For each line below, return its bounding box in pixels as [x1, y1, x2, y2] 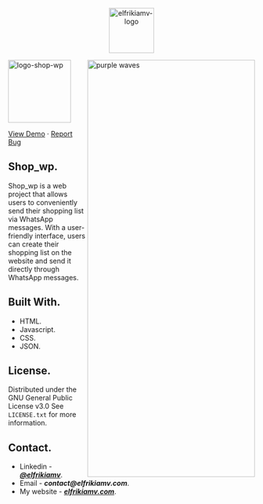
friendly [8, 231, 34, 240]
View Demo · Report [8, 130, 73, 138]
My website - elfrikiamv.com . [19, 487, 117, 496]
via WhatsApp [8, 214, 53, 224]
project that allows [8, 189, 68, 199]
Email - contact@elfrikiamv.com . [19, 479, 130, 488]
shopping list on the [8, 247, 72, 257]
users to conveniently [8, 197, 78, 207]
